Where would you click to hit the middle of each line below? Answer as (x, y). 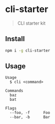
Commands (14, 91)
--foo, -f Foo (30, 113)
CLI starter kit (31, 23)
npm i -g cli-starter (28, 50)
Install (15, 39)
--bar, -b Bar (30, 117)
